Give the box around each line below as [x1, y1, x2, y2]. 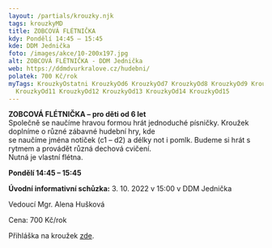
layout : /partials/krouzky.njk [8, 11, 114, 20]
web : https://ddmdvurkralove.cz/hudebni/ [8, 65, 151, 73]
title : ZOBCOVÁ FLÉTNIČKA [8, 27, 96, 35]
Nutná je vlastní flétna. [8, 152, 83, 162]
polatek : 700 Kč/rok [8, 72, 79, 80]
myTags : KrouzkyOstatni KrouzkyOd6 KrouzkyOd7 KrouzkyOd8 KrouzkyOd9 [8, 79, 249, 88]
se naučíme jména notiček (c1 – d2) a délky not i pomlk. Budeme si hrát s [8, 135, 251, 145]
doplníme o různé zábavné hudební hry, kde [8, 126, 155, 136]
